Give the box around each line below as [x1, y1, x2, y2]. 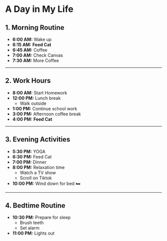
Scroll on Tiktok [19, 175, 52, 181]
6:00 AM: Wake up [12, 36, 52, 42]
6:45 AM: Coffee [12, 47, 48, 53]
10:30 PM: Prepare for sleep [12, 215, 71, 221]
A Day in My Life [5, 3, 74, 15]
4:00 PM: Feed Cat [12, 116, 53, 122]
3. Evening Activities [5, 135, 71, 144]
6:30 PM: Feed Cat [12, 154, 52, 160]
